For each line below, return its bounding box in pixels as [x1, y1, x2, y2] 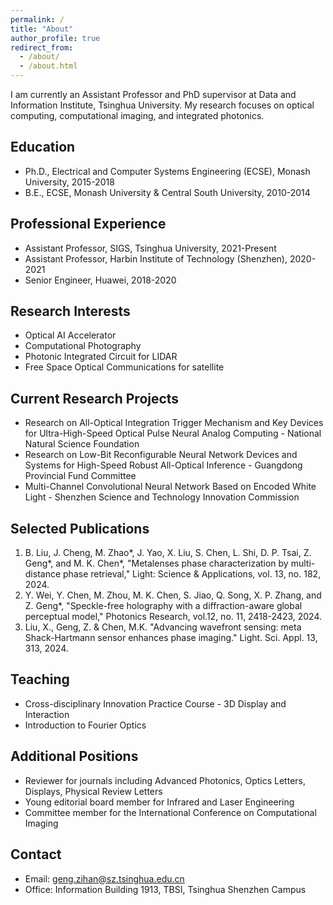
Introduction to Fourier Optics [24, 719, 147, 731]
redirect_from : [10, 42, 74, 53]
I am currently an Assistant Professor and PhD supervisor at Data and [10, 89, 297, 100]
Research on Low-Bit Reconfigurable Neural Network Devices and [24, 449, 298, 461]
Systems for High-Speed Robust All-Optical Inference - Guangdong [24, 459, 303, 471]
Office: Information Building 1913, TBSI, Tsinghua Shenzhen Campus [24, 883, 307, 895]
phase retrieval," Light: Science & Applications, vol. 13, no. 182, [63, 568, 322, 580]
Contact [10, 846, 62, 863]
